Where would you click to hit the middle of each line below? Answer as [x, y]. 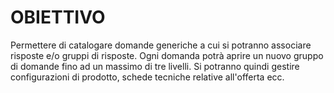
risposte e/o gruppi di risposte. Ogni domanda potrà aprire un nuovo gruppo [167, 55]
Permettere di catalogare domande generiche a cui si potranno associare [161, 45]
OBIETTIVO [58, 17]
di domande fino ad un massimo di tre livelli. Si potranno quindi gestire [155, 66]
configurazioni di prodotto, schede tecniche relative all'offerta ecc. [147, 77]
